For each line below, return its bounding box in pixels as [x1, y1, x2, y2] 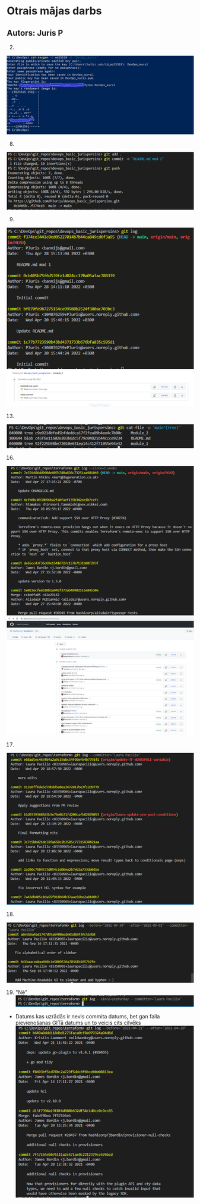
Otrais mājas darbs [7, 4, 103, 18]
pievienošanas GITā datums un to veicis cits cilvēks [15, 1019, 141, 1026]
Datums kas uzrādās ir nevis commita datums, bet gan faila [15, 1012, 160, 1020]
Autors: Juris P [7, 28, 64, 38]
